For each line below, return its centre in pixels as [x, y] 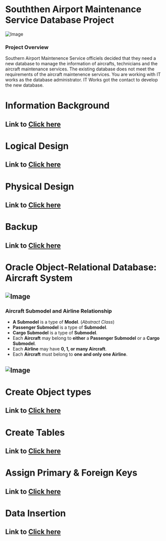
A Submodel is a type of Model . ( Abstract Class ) [64, 322]
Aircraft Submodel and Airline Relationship [59, 311]
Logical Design [37, 146]
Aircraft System [39, 278]
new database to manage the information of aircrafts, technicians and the [81, 64]
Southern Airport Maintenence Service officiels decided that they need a [81, 58]
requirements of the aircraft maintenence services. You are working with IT [83, 74]
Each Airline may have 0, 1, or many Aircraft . [60, 349]
